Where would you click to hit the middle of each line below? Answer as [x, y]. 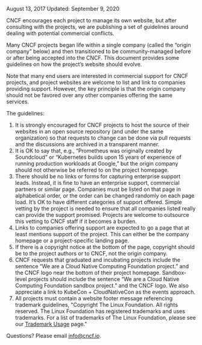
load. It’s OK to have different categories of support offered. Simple [98, 202]
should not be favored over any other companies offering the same [90, 95]
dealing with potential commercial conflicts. [60, 33]
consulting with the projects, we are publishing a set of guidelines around [97, 27]
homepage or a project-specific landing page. [72, 240]
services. [17, 102]
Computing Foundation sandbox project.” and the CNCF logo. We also [102, 285]
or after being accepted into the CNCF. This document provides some [93, 58]
